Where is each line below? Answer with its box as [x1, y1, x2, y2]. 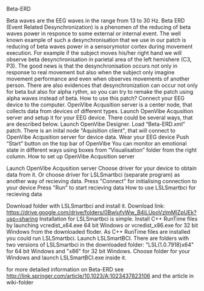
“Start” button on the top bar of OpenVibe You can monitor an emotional [6, 140, 187, 147]
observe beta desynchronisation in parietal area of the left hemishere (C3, [6, 56, 192, 63]
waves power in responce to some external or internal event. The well [6, 30, 181, 37]
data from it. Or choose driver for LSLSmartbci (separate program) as [6, 171, 180, 178]
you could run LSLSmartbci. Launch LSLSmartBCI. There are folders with [6, 234, 189, 242]
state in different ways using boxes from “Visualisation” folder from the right [6, 146, 197, 153]
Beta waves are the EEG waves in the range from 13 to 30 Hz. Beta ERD [6, 17, 185, 24]
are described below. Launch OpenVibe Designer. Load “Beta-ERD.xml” [6, 121, 186, 127]
